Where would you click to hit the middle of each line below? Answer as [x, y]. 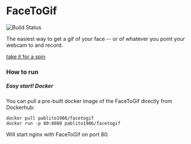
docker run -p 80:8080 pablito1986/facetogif [63, 123]
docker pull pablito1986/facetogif [50, 118]
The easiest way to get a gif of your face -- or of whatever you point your [95, 39]
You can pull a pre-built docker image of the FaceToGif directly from [89, 101]
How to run [22, 72]
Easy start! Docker [30, 86]
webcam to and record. [35, 45]
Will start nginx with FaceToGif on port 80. [58, 134]
